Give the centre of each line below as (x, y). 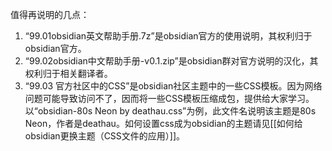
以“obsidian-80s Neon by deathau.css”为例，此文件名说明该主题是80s (170, 111)
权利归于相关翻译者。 (68, 73)
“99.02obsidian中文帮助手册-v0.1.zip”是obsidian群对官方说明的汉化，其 (171, 61)
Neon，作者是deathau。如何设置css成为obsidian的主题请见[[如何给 (163, 123)
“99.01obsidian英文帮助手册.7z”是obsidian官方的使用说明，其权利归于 (168, 36)
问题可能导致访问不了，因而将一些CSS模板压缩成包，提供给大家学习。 (169, 98)
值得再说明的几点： (50, 14)
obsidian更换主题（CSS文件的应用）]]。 (105, 136)
